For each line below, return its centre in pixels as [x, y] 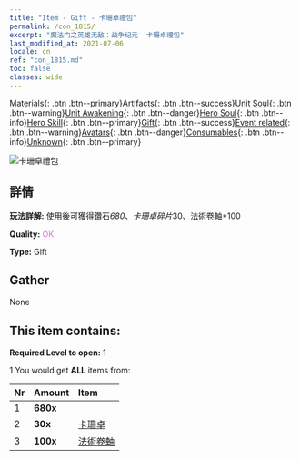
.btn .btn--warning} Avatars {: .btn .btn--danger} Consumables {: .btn [135, 132]
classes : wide [36, 77]
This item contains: [65, 330]
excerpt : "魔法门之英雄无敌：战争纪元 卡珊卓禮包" [97, 35]
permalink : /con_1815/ [52, 26]
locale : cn [30, 52]
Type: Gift [28, 251]
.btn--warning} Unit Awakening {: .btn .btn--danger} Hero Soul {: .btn [135, 112]
